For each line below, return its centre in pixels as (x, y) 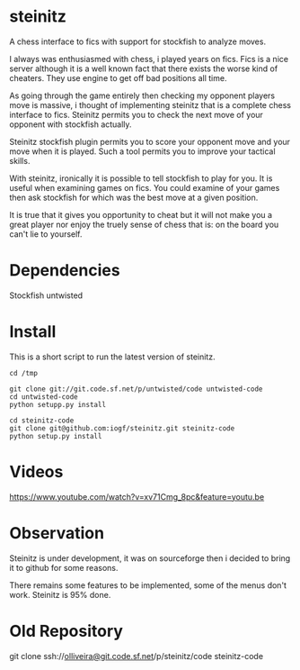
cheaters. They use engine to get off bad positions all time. (118, 77)
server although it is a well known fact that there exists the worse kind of (144, 68)
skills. (20, 160)
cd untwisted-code (44, 397)
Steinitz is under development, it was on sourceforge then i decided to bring (150, 558)
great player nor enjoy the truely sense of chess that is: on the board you (144, 224)
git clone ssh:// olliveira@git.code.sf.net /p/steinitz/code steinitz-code (136, 656)
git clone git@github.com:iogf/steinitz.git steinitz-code (122, 428)
